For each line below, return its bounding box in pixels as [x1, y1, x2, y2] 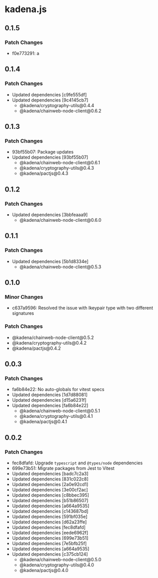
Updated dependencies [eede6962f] [12, 529, 89, 536]
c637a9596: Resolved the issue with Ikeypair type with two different [12, 305, 153, 311]
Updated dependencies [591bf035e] [12, 513, 88, 519]
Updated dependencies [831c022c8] [12, 476, 89, 482]
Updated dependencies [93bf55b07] [12, 154, 89, 160]
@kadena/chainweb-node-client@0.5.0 [19, 556, 102, 562]
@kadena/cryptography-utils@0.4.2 [12, 340, 87, 346]
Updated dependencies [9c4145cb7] [12, 97, 89, 103]
